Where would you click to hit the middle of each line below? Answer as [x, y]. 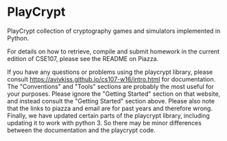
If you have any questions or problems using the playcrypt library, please [110, 72]
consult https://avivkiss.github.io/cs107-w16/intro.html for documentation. [111, 79]
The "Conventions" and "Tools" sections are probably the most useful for [110, 86]
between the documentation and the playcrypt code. [81, 130]
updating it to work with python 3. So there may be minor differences [105, 123]
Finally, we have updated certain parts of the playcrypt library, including [109, 115]
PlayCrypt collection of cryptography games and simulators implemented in [114, 31]
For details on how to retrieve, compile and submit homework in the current [113, 51]
